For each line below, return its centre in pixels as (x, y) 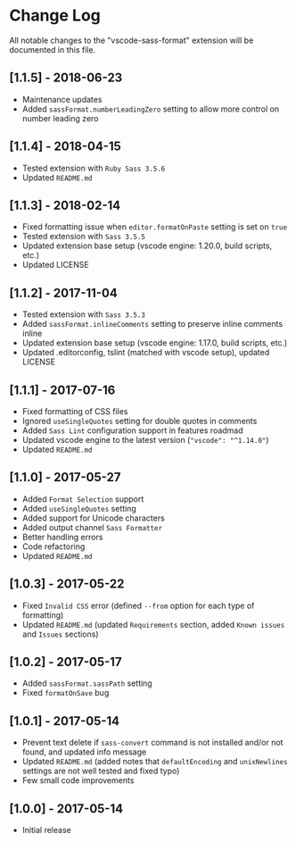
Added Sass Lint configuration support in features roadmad (132, 430)
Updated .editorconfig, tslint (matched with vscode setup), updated (146, 353)
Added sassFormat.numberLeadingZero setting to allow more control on (150, 109)
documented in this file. (53, 49)
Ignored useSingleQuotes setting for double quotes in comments (140, 421)
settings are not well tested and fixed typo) (101, 771)
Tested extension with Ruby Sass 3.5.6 (94, 168)
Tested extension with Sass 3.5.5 (83, 237)
